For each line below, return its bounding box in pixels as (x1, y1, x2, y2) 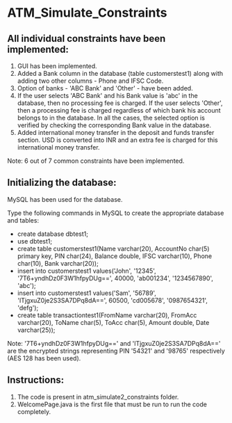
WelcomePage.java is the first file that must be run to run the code (17, 400, 207, 408)
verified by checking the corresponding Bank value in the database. (17, 121, 212, 129)
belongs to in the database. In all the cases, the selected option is (17, 113, 205, 122)
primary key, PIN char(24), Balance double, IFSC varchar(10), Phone (17, 252, 213, 260)
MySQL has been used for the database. (7, 195, 123, 203)
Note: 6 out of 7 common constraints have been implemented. (7, 157, 185, 165)
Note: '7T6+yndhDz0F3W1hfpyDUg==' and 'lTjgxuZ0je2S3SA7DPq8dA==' (7, 339, 221, 347)
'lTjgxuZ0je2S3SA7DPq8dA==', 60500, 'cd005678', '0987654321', (17, 296, 208, 304)
